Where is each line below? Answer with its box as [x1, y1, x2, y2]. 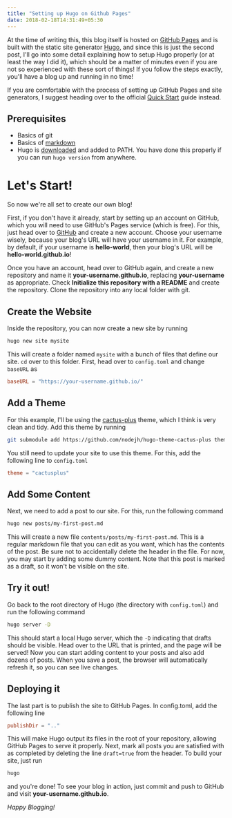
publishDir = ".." [7, 722, 60, 729]
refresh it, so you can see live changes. [7, 663, 119, 671]
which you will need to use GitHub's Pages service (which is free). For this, [7, 221, 220, 229]
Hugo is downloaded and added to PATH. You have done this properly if [17, 146, 222, 154]
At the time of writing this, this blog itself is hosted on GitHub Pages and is [7, 35, 219, 44]
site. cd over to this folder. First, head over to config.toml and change [7, 357, 205, 365]
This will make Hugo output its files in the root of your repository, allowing [7, 734, 217, 743]
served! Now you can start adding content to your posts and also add [7, 648, 204, 656]
